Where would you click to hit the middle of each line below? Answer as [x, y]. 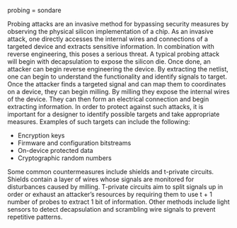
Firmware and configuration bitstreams [74, 143]
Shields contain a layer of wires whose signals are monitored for [101, 179]
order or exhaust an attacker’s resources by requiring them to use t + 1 [110, 194]
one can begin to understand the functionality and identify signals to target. [117, 76]
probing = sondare [34, 10]
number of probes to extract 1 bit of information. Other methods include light [118, 202]
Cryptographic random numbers [64, 158]
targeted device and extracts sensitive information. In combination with [111, 46]
